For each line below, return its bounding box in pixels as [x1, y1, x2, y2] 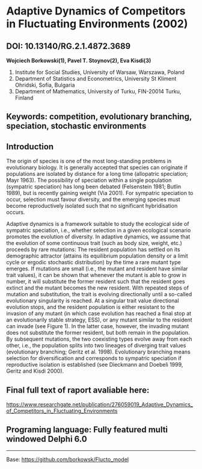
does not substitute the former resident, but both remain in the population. [6, 329, 190, 337]
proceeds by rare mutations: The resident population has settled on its [6, 246, 180, 253]
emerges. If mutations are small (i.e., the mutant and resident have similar [6, 265, 188, 272]
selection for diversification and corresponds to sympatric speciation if [6, 355, 182, 362]
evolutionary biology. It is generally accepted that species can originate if [6, 164, 188, 171]
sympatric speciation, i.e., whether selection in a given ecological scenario [6, 227, 191, 234]
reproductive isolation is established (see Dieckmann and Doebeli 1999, [6, 361, 183, 368]
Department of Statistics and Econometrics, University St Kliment [14, 75, 177, 82]
